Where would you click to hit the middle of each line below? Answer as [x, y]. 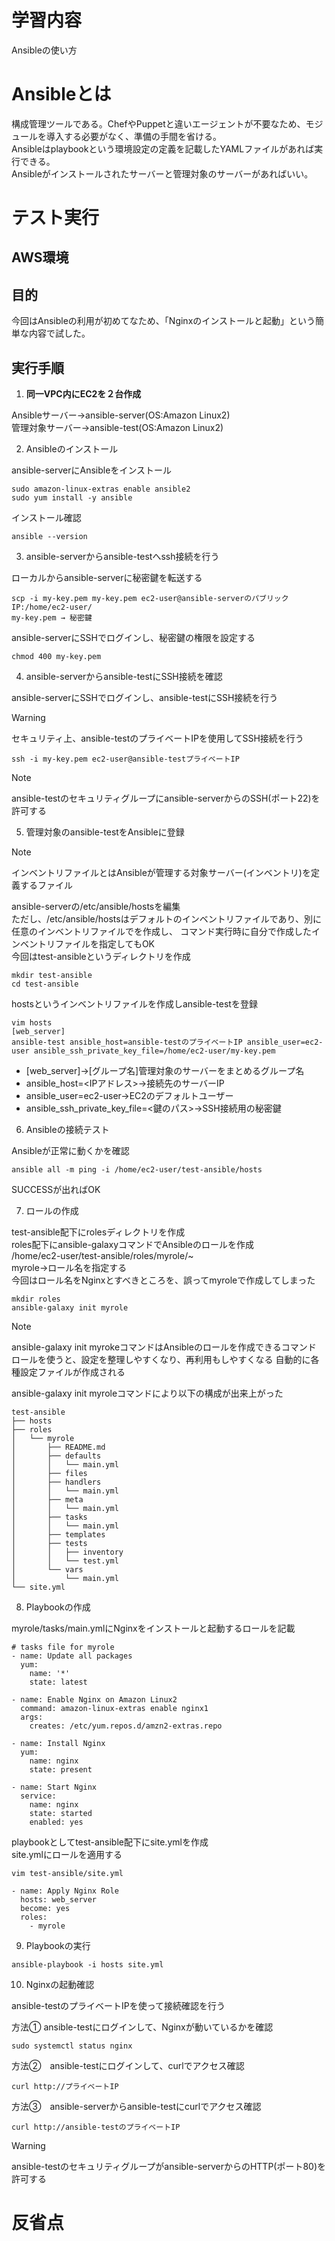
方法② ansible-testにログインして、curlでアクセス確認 [128, 2066]
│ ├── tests [49, 1544]
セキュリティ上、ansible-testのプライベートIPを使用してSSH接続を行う [157, 738]
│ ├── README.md [58, 1447]
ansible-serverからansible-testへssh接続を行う [122, 557]
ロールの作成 [52, 1211]
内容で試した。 [59, 333]
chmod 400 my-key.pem [56, 657]
